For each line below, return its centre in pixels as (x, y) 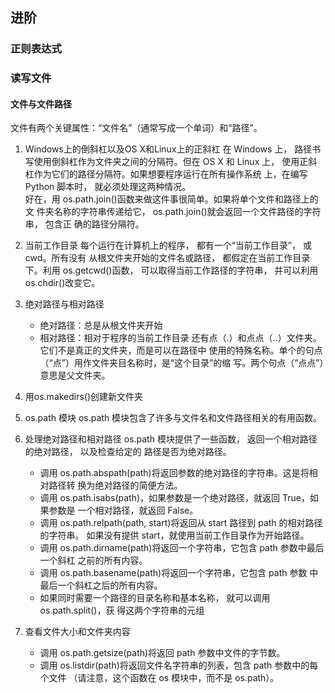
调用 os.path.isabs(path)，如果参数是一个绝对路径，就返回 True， (174, 498)
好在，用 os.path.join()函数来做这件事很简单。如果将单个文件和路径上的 (171, 199)
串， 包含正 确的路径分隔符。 (84, 224)
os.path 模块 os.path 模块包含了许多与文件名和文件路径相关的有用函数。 (173, 418)
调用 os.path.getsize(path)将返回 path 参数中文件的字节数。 (162, 653)
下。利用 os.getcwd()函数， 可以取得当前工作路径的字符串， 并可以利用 (171, 270)
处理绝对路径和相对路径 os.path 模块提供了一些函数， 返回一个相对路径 (171, 439)
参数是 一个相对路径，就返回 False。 (123, 510)
